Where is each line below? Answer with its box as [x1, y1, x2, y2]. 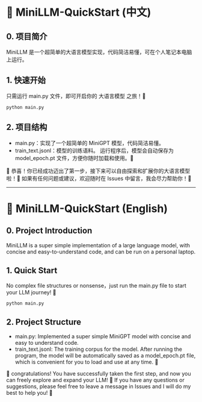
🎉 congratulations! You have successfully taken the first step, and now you [6, 370, 191, 377]
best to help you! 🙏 [6, 389, 53, 397]
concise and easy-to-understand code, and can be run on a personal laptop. [6, 248, 196, 255]
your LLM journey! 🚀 [6, 289, 57, 296]
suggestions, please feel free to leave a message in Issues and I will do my [6, 383, 191, 390]
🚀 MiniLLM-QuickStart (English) [6, 202, 168, 215]
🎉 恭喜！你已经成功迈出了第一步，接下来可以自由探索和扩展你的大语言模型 [6, 167, 191, 175]
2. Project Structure [6, 317, 82, 327]
